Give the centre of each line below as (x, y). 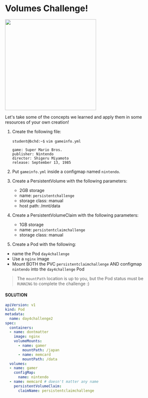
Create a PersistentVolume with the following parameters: (70, 181)
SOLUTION (16, 295)
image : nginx (27, 337)
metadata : (15, 314)
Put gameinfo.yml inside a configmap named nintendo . (66, 171)
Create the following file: (37, 131)
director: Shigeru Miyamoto (40, 158)
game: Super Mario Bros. (37, 150)
